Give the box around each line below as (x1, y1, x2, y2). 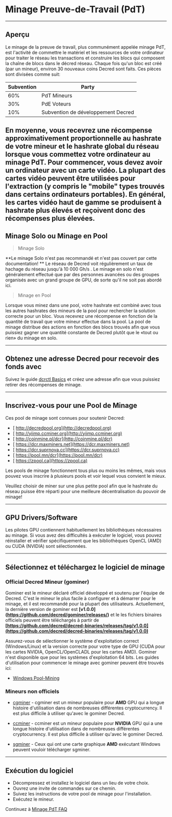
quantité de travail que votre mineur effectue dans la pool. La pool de (5, 318, 151, 324)
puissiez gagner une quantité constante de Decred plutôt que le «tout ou (5, 329, 159, 335)
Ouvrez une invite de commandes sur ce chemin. (12, 785, 117, 791)
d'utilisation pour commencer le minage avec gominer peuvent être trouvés (5, 660, 164, 666)
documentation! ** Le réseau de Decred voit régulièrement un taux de (5, 260, 153, 267)
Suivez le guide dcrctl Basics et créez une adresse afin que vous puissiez (5, 376, 160, 382)
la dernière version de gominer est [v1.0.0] (5, 606, 96, 612)
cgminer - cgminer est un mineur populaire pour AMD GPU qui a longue (12, 700, 165, 706)
